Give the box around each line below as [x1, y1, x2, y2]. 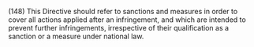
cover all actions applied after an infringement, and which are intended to [8, 15, 246, 24]
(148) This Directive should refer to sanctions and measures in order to [8, 7, 238, 16]
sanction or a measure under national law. [8, 31, 144, 41]
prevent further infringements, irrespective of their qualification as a [8, 23, 230, 32]
